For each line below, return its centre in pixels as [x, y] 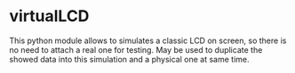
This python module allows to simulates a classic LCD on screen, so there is [148, 40]
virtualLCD [49, 16]
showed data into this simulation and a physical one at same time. [129, 59]
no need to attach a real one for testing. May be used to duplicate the [136, 49]
